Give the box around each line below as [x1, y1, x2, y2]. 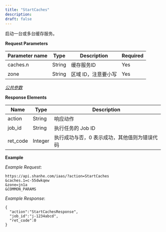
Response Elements [5, 95, 47, 101]
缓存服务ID [71, 61, 96, 68]
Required [122, 53, 144, 59]
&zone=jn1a [5, 182, 28, 187]
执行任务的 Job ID [54, 125, 95, 132]
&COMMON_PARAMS [5, 187, 37, 192]
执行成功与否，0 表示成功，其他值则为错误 [54, 134, 153, 141]
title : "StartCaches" [5, 7, 50, 12]
